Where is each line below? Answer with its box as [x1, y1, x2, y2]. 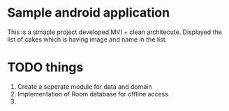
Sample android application [7, 5, 170, 21]
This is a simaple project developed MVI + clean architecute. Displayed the [7, 28, 222, 36]
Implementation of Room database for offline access [17, 89, 169, 98]
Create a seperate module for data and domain [17, 82, 152, 91]
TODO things [7, 60, 84, 76]
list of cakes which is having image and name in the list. [7, 35, 168, 43]
